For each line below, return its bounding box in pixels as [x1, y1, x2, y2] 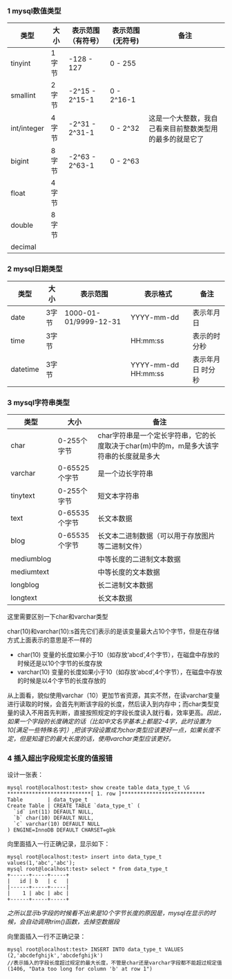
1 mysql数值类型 [7, 6, 61, 15]
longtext [10, 593, 38, 602]
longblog [10, 580, 39, 589]
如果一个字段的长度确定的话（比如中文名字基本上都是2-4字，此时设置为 [7, 717, 212, 725]
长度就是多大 [118, 451, 160, 461]
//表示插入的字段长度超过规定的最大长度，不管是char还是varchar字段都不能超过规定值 [7, 960, 222, 967]
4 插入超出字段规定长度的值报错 [7, 753, 113, 763]
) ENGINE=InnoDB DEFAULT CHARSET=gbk [7, 827, 116, 834]
